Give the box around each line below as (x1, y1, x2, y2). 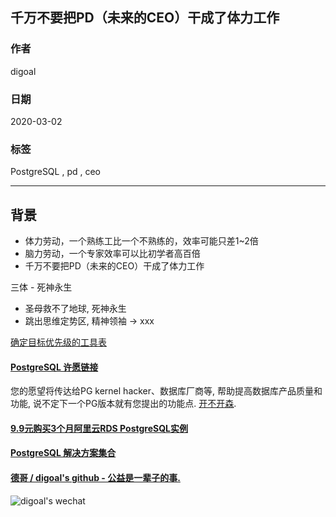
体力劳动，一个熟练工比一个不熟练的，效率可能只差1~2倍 (24, 235, 259, 247)
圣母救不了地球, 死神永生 (24, 303, 127, 315)
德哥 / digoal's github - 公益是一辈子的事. (10, 472, 181, 484)
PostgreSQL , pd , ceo (10, 166, 101, 178)
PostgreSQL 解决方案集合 (10, 447, 117, 459)
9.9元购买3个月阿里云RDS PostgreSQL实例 (10, 422, 188, 434)
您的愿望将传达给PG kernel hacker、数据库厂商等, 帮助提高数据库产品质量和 (10, 385, 323, 397)
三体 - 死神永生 (10, 281, 73, 293)
